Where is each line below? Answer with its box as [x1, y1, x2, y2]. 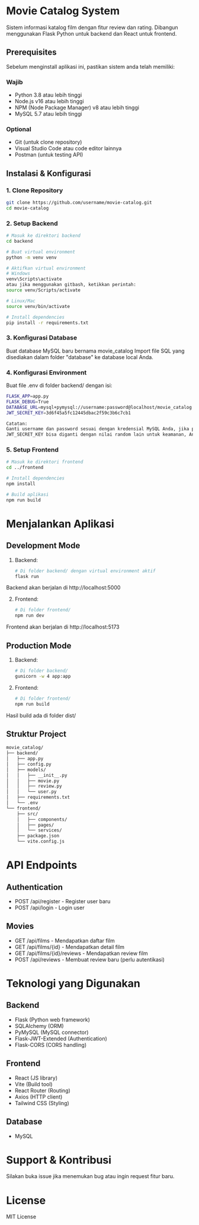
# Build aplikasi [6, 491, 49, 497]
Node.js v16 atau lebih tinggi [14, 98, 84, 105]
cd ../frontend [6, 465, 44, 471]
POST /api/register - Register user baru [14, 898, 111, 905]
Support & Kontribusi [6, 1153, 111, 1167]
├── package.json [17, 833, 60, 839]
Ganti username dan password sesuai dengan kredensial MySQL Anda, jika [6, 426, 190, 432]
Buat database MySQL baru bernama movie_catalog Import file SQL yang [6, 347, 185, 354]
